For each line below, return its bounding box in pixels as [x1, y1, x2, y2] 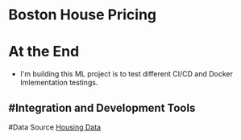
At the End [8, 43, 80, 61]
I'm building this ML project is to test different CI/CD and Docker [19, 69, 234, 79]
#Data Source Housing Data [8, 122, 102, 132]
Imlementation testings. [19, 78, 98, 88]
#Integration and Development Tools [8, 101, 196, 114]
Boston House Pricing [8, 6, 157, 24]
